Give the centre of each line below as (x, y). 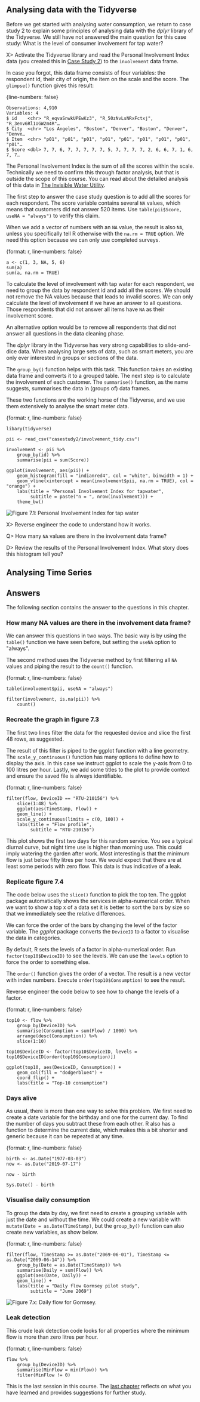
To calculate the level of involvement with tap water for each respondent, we (100, 284)
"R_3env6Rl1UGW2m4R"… (33, 124)
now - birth (21, 1175)
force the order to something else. (48, 962)
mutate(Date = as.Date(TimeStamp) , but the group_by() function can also (95, 1225)
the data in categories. (34, 938)
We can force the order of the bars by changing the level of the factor (92, 925)
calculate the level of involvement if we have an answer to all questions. (94, 303)
